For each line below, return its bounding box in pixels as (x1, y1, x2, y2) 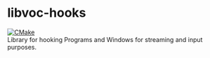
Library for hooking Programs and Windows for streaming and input (7, 35, 203, 43)
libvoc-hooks (7, 5, 86, 21)
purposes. (7, 43, 37, 51)
